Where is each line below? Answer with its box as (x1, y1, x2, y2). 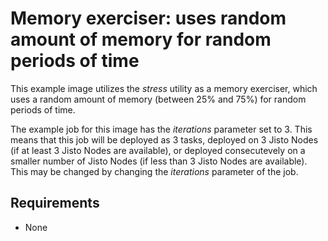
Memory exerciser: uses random (10, 7, 287, 30)
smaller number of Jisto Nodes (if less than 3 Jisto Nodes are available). (10, 155, 308, 167)
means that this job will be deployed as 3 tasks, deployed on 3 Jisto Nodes (10, 133, 319, 146)
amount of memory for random (10, 28, 272, 51)
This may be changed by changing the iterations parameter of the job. (10, 165, 299, 177)
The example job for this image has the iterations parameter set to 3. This (10, 123, 313, 135)
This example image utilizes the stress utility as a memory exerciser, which (10, 82, 318, 94)
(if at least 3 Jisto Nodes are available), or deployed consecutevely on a (10, 144, 306, 156)
